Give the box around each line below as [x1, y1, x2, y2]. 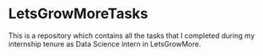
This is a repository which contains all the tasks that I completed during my [8, 31, 255, 40]
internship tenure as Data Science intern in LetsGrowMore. [8, 39, 201, 48]
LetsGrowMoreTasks [8, 5, 149, 23]
